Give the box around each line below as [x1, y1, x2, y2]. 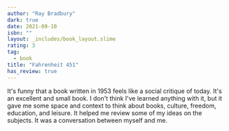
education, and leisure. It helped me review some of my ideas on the [7, 108, 203, 117]
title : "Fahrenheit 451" [7, 61, 79, 68]
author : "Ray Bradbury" [7, 10, 76, 17]
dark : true [7, 17, 39, 23]
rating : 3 [7, 42, 36, 49]
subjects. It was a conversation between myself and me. [7, 116, 168, 124]
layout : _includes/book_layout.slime [7, 36, 116, 43]
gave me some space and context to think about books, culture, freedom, [7, 101, 217, 110]
